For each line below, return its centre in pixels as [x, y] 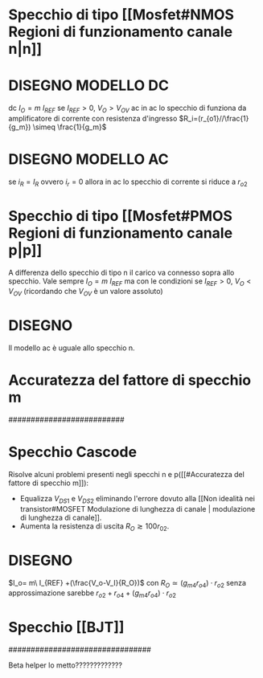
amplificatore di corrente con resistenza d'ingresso [93, 118]
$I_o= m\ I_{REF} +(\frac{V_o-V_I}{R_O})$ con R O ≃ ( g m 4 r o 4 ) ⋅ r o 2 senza [127, 584]
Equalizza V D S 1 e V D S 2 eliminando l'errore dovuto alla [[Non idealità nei [138, 500]
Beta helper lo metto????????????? [66, 665]
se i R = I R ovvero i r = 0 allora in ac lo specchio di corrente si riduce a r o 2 [128, 182]
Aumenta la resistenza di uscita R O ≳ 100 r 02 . [95, 527]
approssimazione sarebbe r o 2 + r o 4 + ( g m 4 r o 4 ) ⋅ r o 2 [92, 594]
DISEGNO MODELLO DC [88, 86]
